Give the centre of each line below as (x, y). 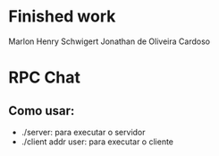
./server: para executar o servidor (83, 132)
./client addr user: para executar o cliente (97, 142)
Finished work (62, 17)
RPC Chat (45, 78)
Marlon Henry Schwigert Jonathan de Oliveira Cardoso (109, 41)
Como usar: (42, 111)
